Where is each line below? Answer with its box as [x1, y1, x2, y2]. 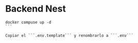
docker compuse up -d [5, 20, 52, 25]
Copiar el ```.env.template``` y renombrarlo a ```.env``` [5, 33, 134, 38]
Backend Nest [5, 3, 66, 15]
